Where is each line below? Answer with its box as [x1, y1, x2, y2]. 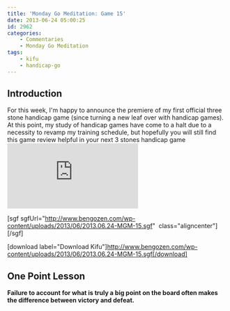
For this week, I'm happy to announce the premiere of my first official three [7, 106, 222, 115]
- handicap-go [20, 62, 61, 69]
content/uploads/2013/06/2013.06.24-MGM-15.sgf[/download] [7, 250, 188, 258]
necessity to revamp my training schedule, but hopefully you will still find [7, 128, 217, 136]
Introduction [7, 88, 63, 99]
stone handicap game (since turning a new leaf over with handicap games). [7, 113, 224, 122]
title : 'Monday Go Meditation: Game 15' [7, 10, 127, 17]
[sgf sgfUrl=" [7, 214, 45, 223]
